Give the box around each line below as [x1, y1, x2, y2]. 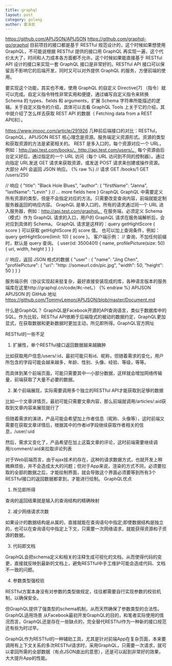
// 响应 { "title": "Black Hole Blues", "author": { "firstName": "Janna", [5, 182, 148, 189]
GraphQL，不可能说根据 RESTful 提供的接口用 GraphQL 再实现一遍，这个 [5, 48, 160, 54]
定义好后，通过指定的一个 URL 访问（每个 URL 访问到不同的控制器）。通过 [9, 153, 165, 159]
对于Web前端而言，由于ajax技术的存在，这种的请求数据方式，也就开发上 [5, 456, 158, 463]
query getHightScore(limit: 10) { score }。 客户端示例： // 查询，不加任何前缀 [5, 234, 167, 240]
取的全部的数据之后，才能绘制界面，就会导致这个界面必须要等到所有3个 [5, 469, 156, 475]
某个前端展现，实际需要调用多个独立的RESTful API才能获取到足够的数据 [12, 387, 164, 393]
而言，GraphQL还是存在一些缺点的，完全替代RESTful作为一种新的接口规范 [9, 618, 167, 625]
